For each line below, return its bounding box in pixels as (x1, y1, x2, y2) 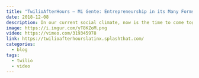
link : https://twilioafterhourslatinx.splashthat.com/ (6, 36, 145, 42)
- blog (11, 47, 28, 53)
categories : (6, 42, 36, 48)
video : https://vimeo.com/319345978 (6, 30, 97, 36)
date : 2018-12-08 (6, 14, 49, 20)
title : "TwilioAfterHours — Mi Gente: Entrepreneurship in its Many (6, 8, 179, 15)
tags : (6, 52, 20, 58)
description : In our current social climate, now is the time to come (6, 19, 184, 25)
